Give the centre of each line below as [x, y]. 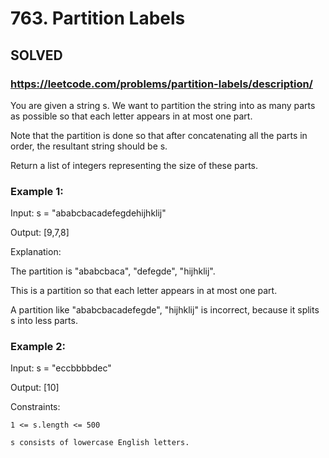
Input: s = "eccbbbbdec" [61, 368]
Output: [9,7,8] [40, 233]
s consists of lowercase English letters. [100, 443]
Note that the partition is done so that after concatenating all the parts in [159, 135]
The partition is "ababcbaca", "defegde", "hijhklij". [113, 271]
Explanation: [36, 252]
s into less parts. [44, 321]
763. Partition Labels [98, 18]
